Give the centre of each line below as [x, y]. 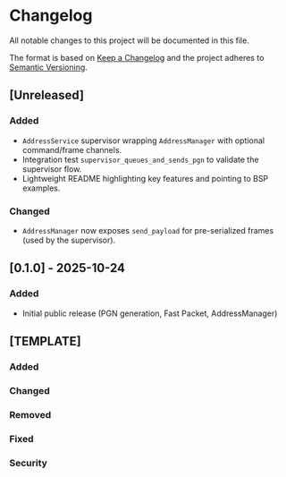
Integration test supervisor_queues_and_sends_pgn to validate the [140, 159]
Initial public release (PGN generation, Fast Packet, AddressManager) [150, 313]
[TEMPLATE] [46, 341]
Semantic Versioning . [48, 67]
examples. [41, 188]
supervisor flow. [52, 169]
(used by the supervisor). [69, 240]
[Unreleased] [47, 95]
